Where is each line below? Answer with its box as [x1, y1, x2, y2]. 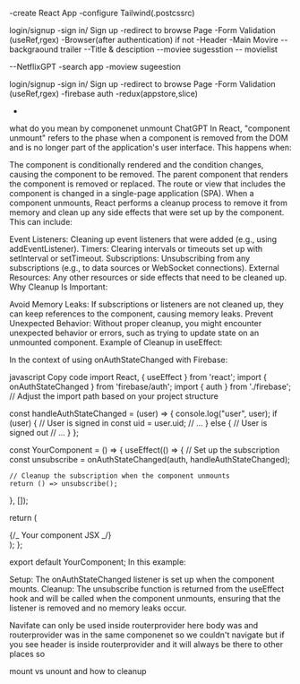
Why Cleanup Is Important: [9, 281, 108, 292]
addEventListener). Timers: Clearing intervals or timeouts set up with [9, 244, 263, 254]
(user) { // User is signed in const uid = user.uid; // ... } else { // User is [9, 418, 268, 429]
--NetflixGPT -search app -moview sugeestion [9, 62, 181, 72]
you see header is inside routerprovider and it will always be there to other [9, 639, 284, 649]
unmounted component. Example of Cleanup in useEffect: [9, 337, 223, 348]
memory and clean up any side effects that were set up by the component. [9, 207, 285, 218]
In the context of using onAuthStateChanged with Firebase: [9, 354, 228, 365]
